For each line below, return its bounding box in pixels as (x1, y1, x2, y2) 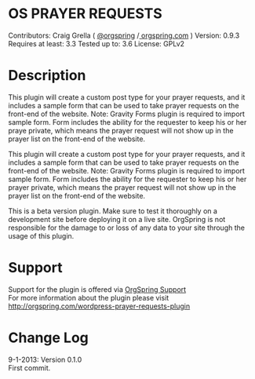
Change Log (8, 329, 89, 346)
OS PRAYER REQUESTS (8, 5, 162, 23)
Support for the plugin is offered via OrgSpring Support (8, 284, 187, 294)
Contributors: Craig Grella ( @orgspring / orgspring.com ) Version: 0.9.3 (8, 31, 240, 40)
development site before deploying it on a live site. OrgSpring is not (8, 214, 226, 224)
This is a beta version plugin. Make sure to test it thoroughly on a (8, 206, 218, 216)
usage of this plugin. (8, 231, 75, 240)
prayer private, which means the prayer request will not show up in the (8, 182, 237, 192)
